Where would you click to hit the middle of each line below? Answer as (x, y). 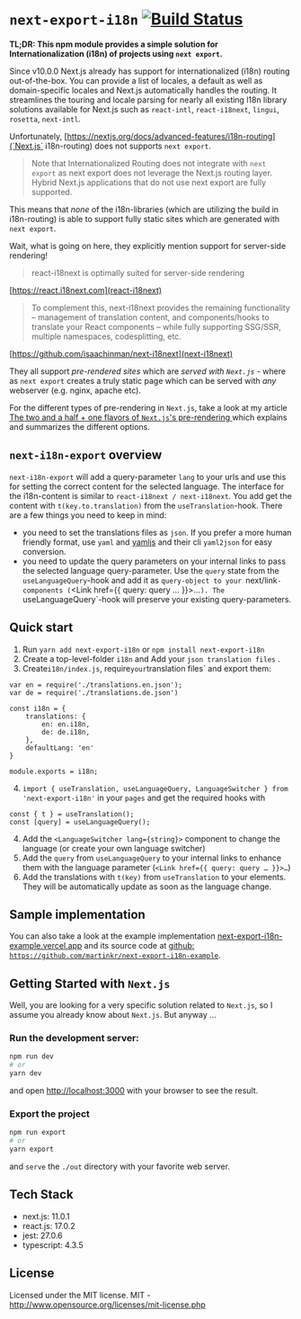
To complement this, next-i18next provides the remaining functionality (160, 307)
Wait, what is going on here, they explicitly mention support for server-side (148, 245)
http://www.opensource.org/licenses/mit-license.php (108, 1305)
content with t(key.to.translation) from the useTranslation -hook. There (146, 505)
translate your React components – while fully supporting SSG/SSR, (156, 326)
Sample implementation (77, 914)
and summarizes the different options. (80, 426)
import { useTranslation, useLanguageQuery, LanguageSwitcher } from (155, 789)
